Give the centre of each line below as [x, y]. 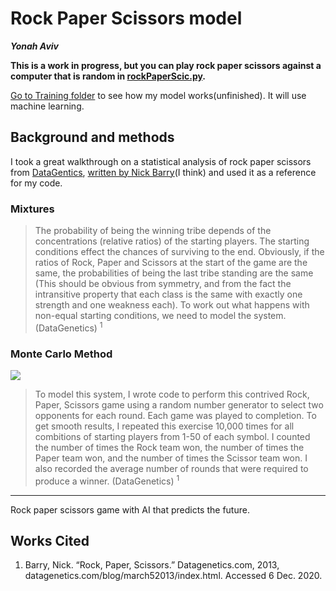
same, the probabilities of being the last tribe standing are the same [174, 273]
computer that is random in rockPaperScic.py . [108, 76]
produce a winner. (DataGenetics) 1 [107, 480]
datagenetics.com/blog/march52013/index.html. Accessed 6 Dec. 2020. [173, 576]
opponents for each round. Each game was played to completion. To [175, 415]
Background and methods [92, 137]
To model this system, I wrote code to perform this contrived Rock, [172, 394]
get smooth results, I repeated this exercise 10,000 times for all [164, 426]
